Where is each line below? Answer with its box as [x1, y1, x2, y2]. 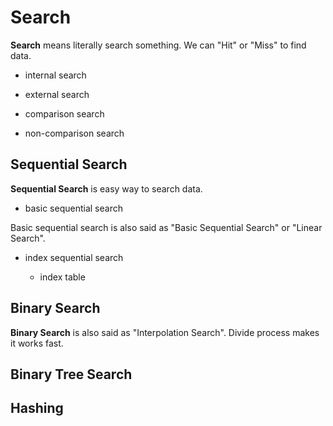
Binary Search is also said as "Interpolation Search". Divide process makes [10, 326, 320, 338]
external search [24, 88, 90, 100]
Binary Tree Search [10, 366, 133, 383]
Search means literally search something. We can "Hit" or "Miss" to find [10, 39, 307, 51]
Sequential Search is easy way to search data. [10, 182, 203, 195]
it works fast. [10, 337, 64, 349]
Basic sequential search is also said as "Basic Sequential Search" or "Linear [10, 221, 323, 233]
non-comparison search [24, 127, 125, 139]
